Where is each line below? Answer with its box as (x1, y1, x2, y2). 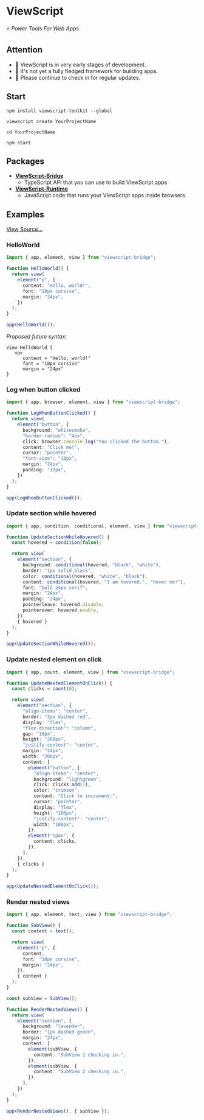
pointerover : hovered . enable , (22, 607, 99, 613)
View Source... (6, 225, 43, 233)
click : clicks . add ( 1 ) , (33, 781, 91, 788)
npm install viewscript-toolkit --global (6, 108, 113, 114)
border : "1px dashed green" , (22, 1029, 97, 1035)
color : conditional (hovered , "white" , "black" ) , (22, 573, 148, 579)
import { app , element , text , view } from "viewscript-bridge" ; (6, 912, 172, 918)
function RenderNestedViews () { (6, 1006, 88, 1012)
